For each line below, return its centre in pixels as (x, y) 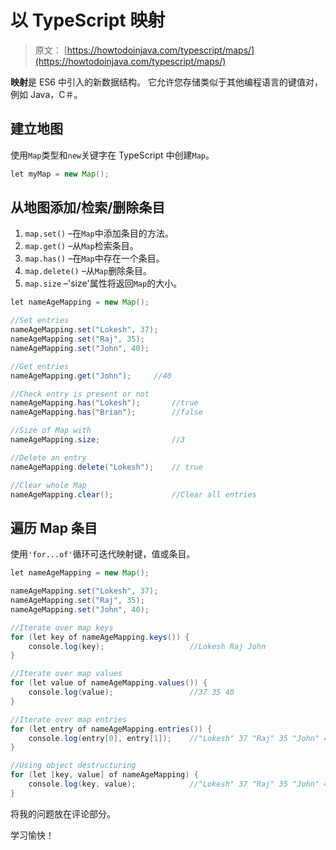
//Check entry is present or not (80, 394)
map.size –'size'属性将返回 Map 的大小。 (103, 283)
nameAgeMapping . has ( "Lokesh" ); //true (104, 403)
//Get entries (40, 366)
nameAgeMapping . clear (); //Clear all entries (133, 494)
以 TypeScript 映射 (88, 20)
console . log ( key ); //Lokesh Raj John (147, 646)
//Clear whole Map (48, 485)
